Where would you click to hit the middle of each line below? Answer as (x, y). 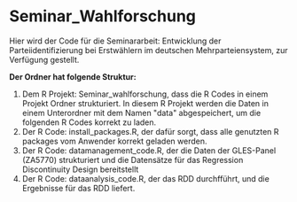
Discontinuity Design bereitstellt (80, 169)
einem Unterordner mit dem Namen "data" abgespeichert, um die (141, 113)
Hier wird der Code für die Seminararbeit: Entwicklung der (115, 41)
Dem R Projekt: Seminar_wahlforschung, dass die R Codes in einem (145, 94)
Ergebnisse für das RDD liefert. (78, 188)
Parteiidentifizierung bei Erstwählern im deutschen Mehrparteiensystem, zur (148, 50)
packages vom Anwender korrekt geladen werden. (114, 141)
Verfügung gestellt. (44, 59)
